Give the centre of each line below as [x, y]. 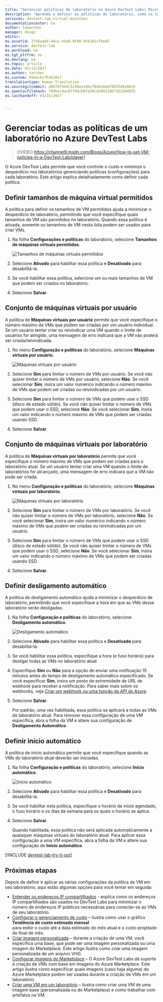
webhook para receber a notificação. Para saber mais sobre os [75, 686]
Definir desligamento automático [56, 586]
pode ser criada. [21, 477]
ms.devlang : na [20, 59]
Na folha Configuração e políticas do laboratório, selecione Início [78, 767]
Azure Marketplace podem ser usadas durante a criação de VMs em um [84, 974]
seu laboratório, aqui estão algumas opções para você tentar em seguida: [79, 888]
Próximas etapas [31, 870]
